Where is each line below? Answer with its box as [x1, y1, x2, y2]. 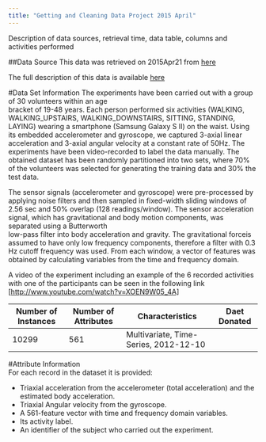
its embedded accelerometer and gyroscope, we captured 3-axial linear [8, 130, 243, 139]
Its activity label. [19, 417, 74, 426]
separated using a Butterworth [8, 221, 108, 231]
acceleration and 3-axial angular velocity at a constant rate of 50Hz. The [8, 138, 245, 147]
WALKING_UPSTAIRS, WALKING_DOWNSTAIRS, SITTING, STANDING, [8, 112, 236, 123]
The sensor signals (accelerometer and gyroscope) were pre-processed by [8, 187, 254, 196]
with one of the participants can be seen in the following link [8, 278, 205, 288]
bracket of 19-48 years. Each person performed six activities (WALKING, [8, 105, 245, 114]
